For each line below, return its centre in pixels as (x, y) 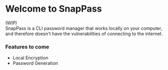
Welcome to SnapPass (54, 9)
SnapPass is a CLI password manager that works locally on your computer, (84, 28)
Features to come (27, 47)
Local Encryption (30, 58)
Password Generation (35, 63)
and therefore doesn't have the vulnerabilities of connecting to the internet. (84, 33)
